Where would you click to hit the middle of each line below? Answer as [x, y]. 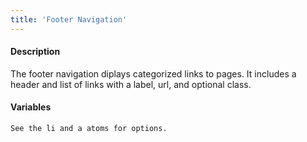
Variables [31, 107]
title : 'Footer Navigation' [69, 19]
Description [35, 52]
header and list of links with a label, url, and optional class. [131, 84]
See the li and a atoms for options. [89, 129]
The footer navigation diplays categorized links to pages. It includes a [153, 73]
